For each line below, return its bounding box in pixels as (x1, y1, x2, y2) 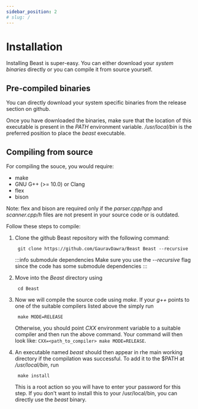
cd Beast (17, 286, 40, 292)
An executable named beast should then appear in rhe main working (14, 349, 183, 356)
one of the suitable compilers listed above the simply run (14, 302, 154, 310)
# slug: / (6, 14, 31, 20)
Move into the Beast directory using (14, 274, 103, 281)
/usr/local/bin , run (14, 361, 59, 368)
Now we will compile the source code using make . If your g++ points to (14, 296, 190, 303)
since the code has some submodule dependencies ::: (14, 263, 147, 270)
